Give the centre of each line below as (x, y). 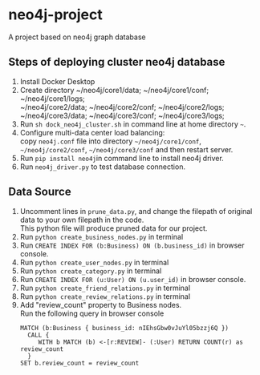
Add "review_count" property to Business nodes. (101, 304)
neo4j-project (55, 15)
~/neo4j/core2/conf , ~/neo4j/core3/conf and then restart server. (126, 149)
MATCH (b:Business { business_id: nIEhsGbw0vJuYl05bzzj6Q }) (124, 328)
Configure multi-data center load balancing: (92, 132)
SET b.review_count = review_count (79, 363)
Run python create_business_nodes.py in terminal (102, 236)
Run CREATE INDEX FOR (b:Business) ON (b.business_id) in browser (132, 245)
